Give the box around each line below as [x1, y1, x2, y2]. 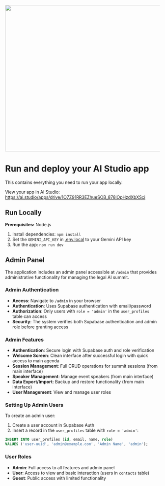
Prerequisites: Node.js [5, 221, 52, 227]
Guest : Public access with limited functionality [12, 475, 107, 481]
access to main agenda [12, 358, 60, 364]
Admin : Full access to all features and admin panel [12, 464, 115, 470]
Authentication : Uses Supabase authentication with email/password [12, 303, 151, 309]
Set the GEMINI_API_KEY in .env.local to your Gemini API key [12, 236, 132, 242]
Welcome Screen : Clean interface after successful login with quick [12, 352, 148, 359]
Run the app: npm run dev [12, 242, 64, 247]
